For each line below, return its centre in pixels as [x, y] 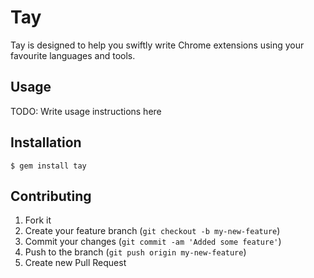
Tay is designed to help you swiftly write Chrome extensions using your [157, 45]
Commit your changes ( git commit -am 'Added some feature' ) [153, 242]
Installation [46, 142]
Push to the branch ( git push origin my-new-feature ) [135, 252]
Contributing [51, 196]
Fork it [38, 220]
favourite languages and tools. [73, 55]
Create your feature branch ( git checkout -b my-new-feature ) [152, 231]
